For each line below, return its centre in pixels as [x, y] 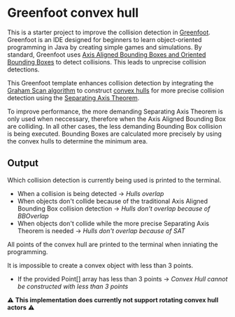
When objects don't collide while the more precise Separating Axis [113, 223]
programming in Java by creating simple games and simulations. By [105, 47]
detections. [23, 69]
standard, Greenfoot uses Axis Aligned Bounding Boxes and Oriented [107, 55]
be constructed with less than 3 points [73, 286]
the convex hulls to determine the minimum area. [78, 141]
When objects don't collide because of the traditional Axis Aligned [113, 201]
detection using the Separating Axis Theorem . [73, 98]
